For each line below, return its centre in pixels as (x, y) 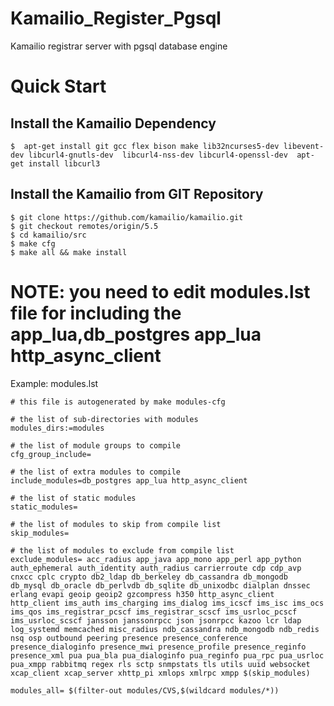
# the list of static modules (73, 498)
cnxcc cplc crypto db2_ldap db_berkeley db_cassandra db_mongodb (149, 577)
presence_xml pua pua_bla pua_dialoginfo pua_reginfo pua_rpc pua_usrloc (167, 655)
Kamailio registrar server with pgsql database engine (119, 46)
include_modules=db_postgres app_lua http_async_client (129, 480)
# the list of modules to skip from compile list (116, 524)
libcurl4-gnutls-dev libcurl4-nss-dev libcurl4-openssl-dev (158, 155)
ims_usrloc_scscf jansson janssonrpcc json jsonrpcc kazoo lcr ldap (156, 620)
